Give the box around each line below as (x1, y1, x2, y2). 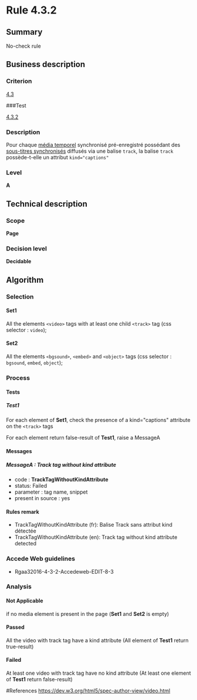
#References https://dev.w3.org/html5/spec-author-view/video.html (6, 687, 171, 694)
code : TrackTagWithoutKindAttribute (14, 476, 108, 483)
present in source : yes (14, 495, 70, 502)
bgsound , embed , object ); (6, 359, 63, 366)
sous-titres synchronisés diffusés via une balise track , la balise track (6, 148, 174, 155)
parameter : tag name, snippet (14, 488, 88, 495)
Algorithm (6, 274, 44, 285)
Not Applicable (6, 597, 43, 604)
